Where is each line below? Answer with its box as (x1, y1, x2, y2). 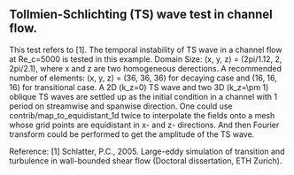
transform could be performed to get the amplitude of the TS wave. (9, 128, 255, 140)
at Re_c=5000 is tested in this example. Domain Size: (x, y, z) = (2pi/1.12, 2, (9, 53, 282, 65)
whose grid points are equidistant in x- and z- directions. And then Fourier (9, 119, 280, 130)
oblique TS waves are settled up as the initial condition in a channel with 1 (9, 91, 277, 102)
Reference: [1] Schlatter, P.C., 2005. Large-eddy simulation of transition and (9, 146, 285, 156)
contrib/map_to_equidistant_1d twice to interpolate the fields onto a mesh (9, 110, 275, 120)
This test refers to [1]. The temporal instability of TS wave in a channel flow (9, 44, 282, 55)
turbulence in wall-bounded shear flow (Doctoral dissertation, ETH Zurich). (9, 155, 282, 166)
